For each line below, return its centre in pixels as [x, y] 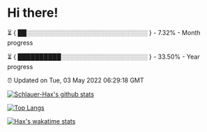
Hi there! [33, 13]
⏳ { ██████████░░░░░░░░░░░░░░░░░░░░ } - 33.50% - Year [103, 57]
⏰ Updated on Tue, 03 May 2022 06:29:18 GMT [76, 80]
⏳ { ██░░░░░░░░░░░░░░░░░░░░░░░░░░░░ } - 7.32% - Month [104, 32]
